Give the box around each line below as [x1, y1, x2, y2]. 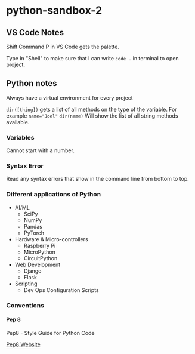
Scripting [14, 280, 38, 287]
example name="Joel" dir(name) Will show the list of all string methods [6, 112, 178, 119]
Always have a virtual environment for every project [6, 94, 133, 101]
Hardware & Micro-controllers [14, 235, 88, 242]
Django [23, 267, 42, 275]
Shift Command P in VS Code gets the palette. [6, 43, 119, 50]
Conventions [6, 301, 45, 309]
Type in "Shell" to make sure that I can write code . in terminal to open [6, 55, 179, 61]
